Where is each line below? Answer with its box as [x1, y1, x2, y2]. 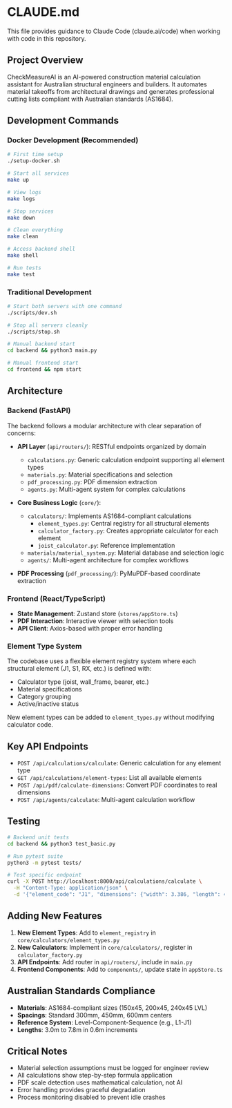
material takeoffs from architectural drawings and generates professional [7, 87, 215, 95]
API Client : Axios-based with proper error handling [17, 624, 162, 632]
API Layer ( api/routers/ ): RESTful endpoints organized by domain [17, 442, 206, 450]
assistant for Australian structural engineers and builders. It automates [7, 80, 207, 88]
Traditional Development [7, 287, 92, 297]
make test [7, 271, 36, 278]
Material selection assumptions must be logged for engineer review [17, 1064, 209, 1072]
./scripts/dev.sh [7, 309, 57, 316]
